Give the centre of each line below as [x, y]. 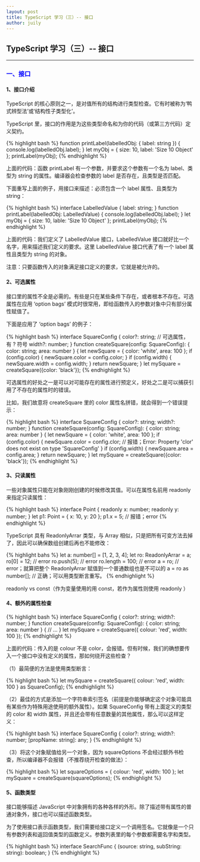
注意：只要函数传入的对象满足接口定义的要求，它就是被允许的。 [84, 267]
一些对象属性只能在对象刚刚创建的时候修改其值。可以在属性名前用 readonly [99, 490]
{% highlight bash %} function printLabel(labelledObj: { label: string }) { [93, 143]
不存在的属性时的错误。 [45, 390]
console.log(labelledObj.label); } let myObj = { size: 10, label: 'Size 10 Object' [100, 149]
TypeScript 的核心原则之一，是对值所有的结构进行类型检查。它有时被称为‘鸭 [99, 104]
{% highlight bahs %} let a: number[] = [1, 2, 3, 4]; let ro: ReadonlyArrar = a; [99, 555]
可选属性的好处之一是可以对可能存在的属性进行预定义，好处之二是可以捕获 [97, 382]
